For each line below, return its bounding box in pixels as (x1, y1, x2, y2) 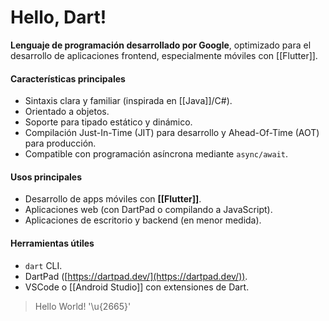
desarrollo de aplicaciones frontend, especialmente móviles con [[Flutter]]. (10, 49, 318, 61)
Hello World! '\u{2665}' (34, 300, 132, 312)
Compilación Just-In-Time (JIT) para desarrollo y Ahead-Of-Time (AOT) (24, 127, 320, 139)
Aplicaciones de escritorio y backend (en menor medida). (24, 214, 262, 226)
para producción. (24, 137, 97, 150)
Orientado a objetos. (24, 106, 110, 118)
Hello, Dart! (10, 6, 107, 29)
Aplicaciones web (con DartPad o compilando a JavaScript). (24, 204, 273, 216)
